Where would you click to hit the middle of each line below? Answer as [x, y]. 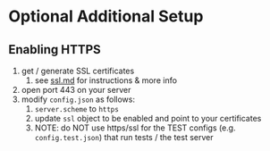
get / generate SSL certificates [78, 71]
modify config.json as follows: [78, 99]
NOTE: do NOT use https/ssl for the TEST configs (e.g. [135, 128]
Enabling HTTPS [55, 50]
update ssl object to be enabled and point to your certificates [148, 118]
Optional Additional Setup [106, 17]
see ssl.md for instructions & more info [106, 80]
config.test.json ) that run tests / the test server [124, 137]
